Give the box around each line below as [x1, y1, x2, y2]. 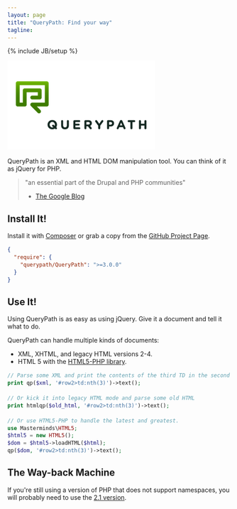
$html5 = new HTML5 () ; [7, 432, 75, 439]
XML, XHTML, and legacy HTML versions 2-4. [17, 350, 153, 358]
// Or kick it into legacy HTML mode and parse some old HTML [7, 395, 195, 402]
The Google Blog [35, 192, 85, 200]
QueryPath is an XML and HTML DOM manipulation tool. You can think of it [7, 157, 226, 166]
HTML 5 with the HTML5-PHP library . [17, 358, 127, 366]
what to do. [7, 322, 40, 331]
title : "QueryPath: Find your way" [7, 18, 113, 26]
